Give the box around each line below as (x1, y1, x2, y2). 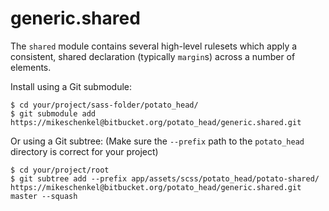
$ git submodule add (10, 108, 97, 119)
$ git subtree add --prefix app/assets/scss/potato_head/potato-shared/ (10, 173, 320, 184)
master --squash (10, 191, 78, 201)
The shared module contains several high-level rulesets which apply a (10, 40, 298, 52)
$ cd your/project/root (10, 165, 110, 175)
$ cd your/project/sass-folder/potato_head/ (10, 100, 199, 110)
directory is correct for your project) (10, 145, 159, 157)
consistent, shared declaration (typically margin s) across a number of (10, 50, 296, 62)
